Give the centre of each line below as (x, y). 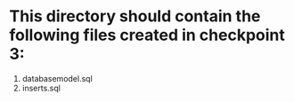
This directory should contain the (135, 16)
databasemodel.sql (57, 78)
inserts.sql (41, 88)
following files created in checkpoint (147, 35)
